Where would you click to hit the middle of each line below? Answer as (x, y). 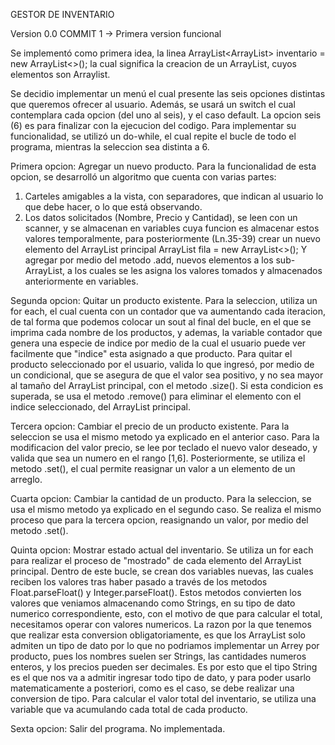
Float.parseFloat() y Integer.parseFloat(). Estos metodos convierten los (156, 592)
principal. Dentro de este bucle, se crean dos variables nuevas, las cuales (162, 571)
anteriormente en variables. (81, 281)
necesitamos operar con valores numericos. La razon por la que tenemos (161, 624)
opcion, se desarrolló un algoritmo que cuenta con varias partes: (143, 177)
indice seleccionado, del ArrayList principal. (100, 407)
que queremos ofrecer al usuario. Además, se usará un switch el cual (153, 104)
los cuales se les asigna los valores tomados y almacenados (198, 270)
